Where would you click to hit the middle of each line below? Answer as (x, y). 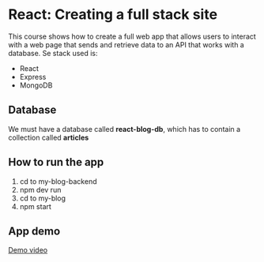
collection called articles (49, 137)
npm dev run (40, 189)
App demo (34, 231)
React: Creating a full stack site (113, 15)
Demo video (28, 250)
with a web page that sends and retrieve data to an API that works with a (126, 44)
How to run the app (56, 162)
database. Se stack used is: (53, 53)
